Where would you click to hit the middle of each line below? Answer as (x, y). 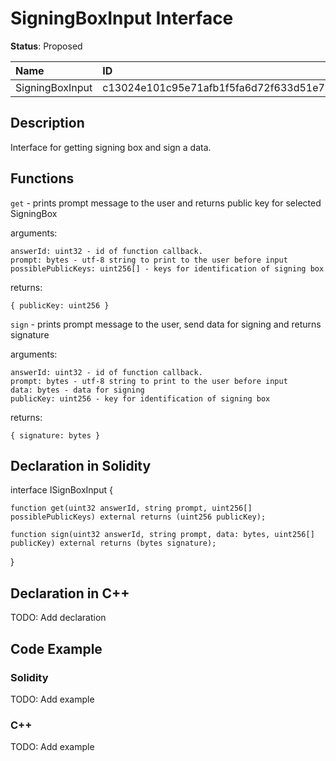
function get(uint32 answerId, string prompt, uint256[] (131, 508)
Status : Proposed (46, 46)
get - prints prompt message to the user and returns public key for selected (166, 203)
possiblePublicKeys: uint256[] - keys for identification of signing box (167, 268)
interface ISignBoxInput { (61, 490)
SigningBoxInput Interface (122, 18)
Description (47, 123)
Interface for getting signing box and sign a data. (111, 147)
